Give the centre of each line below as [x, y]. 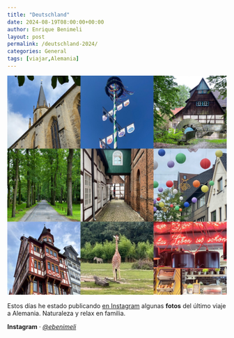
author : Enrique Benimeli [45, 29]
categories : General [37, 51]
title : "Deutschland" [39, 15]
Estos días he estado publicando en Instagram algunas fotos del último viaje [117, 305]
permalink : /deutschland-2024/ [53, 44]
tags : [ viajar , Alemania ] [43, 59]
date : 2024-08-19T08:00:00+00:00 [56, 22]
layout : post [26, 37]
